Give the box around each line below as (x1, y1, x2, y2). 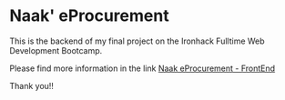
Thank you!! (9, 80, 55, 91)
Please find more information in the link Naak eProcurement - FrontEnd (9, 63, 276, 74)
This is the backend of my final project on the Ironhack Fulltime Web (9, 35, 266, 46)
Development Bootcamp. (9, 45, 103, 55)
